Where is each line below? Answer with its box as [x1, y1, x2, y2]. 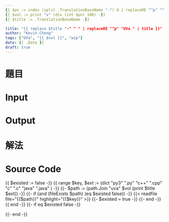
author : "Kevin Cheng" [5, 31, 53, 36]
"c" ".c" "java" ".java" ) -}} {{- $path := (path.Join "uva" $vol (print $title [5, 186, 155, 192]
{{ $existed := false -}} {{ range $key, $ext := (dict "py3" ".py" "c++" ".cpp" [5, 180, 162, 186]
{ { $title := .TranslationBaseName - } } [5, 17, 90, 22]
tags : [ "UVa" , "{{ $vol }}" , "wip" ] [5, 35, 83, 41]
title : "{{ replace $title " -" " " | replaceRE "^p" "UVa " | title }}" [5, 26, 162, 31]
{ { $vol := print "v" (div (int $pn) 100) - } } [5, 12, 106, 17]
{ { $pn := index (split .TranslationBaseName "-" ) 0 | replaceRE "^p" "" [5, 7, 165, 13]
